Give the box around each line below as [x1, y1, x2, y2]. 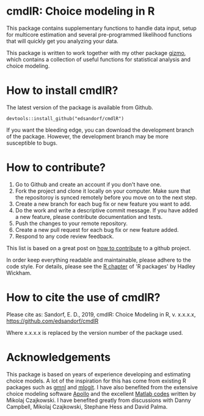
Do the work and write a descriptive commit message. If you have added [15, 206, 199, 214]
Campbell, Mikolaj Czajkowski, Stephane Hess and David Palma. [6, 403, 168, 410]
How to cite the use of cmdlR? [6, 291, 161, 304]
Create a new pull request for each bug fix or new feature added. [15, 226, 179, 233]
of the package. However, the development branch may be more [6, 132, 169, 140]
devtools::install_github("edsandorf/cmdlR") [6, 115, 124, 121]
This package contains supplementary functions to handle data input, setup [6, 24, 197, 32]
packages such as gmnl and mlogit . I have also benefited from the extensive [6, 383, 199, 391]
